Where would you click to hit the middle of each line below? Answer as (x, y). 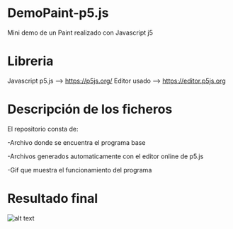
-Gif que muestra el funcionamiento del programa (80, 170)
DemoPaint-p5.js (58, 13)
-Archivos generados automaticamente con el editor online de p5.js (106, 156)
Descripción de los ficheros (90, 109)
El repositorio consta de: (43, 129)
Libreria (30, 61)
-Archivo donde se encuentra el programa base (76, 142)
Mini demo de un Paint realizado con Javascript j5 (80, 33)
